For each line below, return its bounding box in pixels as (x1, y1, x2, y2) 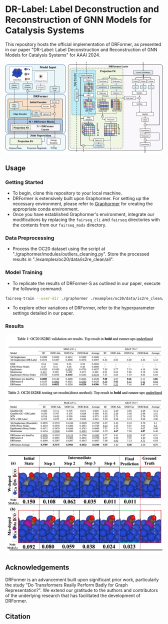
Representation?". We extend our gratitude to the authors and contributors (5, 587, 158, 593)
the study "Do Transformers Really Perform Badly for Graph (5, 581, 128, 588)
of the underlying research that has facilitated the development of (5, 592, 141, 598)
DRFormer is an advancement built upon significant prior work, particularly (5, 576, 159, 582)
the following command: (12, 285, 62, 291)
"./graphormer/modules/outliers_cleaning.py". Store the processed (12, 251, 149, 257)
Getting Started (5, 178, 43, 185)
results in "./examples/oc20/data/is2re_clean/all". (12, 256, 114, 262)
